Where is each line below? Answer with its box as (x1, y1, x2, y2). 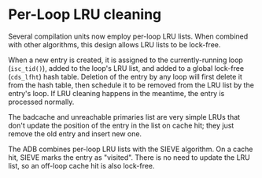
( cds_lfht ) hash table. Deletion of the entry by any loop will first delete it (8, 72, 242, 81)
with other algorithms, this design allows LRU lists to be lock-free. (8, 39, 221, 49)
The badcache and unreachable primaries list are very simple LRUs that (8, 112, 241, 121)
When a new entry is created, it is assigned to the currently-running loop (8, 55, 244, 65)
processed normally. (8, 97, 75, 106)
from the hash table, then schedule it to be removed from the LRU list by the (8, 80, 254, 90)
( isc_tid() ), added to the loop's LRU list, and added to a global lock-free (8, 63, 245, 72)
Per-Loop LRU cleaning (8, 6, 162, 24)
